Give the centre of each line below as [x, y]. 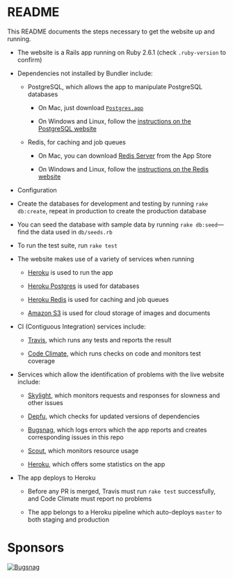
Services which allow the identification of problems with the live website [121, 374]
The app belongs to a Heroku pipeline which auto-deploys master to [125, 512]
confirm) [30, 59]
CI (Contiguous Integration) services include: [81, 326]
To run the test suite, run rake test [67, 245]
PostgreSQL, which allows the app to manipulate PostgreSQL [115, 86]
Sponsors [36, 548]
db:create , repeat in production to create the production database [112, 211]
